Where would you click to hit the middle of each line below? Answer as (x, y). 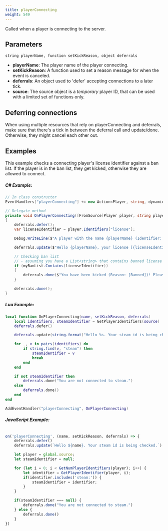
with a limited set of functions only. (48, 97)
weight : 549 (17, 14)
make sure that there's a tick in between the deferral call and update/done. (82, 130)
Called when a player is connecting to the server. (55, 28)
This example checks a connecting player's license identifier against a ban (82, 163)
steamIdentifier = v (53, 353)
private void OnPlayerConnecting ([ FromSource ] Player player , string (78, 215)
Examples (21, 151)
